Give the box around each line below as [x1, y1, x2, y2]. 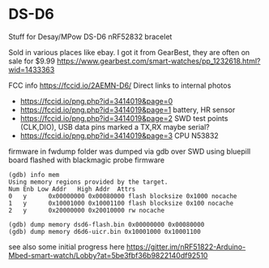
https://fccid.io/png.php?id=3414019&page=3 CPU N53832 [19, 131, 219, 140]
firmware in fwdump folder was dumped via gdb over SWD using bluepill [8, 146, 251, 156]
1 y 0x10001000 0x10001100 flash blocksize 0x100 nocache [8, 199, 233, 207]
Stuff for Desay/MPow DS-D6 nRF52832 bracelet [8, 32, 173, 41]
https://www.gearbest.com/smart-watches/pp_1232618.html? [56, 56, 261, 66]
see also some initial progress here [8, 241, 126, 252]
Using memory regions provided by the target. [8, 178, 169, 186]
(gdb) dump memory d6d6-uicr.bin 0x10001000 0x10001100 [8, 227, 201, 236]
